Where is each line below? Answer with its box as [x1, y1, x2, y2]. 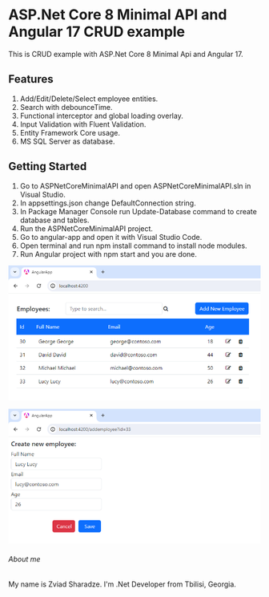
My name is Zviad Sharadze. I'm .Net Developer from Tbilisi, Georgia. [8, 579, 236, 589]
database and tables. [19, 215, 90, 225]
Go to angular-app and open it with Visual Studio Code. [19, 232, 203, 242]
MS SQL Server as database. [19, 136, 115, 146]
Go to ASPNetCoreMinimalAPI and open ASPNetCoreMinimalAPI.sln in [19, 181, 251, 190]
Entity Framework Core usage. [19, 128, 121, 137]
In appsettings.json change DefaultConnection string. [19, 198, 196, 208]
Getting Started [8, 160, 87, 173]
